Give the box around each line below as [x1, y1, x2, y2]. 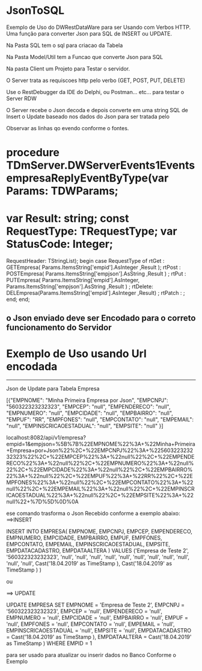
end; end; [6, 296, 30, 303]
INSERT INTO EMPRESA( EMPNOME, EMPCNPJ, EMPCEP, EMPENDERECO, [6, 528, 192, 535]
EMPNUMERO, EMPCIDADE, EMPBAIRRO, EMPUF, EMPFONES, [6, 534, 162, 541]
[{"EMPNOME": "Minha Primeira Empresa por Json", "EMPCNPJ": [6, 397, 168, 404]
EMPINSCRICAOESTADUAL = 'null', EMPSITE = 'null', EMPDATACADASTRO [6, 627, 192, 634]
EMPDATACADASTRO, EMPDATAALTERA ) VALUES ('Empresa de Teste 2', [6, 547, 189, 555]
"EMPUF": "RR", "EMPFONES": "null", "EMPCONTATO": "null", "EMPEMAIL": [6, 416, 194, 423]
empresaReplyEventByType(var [6, 171, 169, 185]
